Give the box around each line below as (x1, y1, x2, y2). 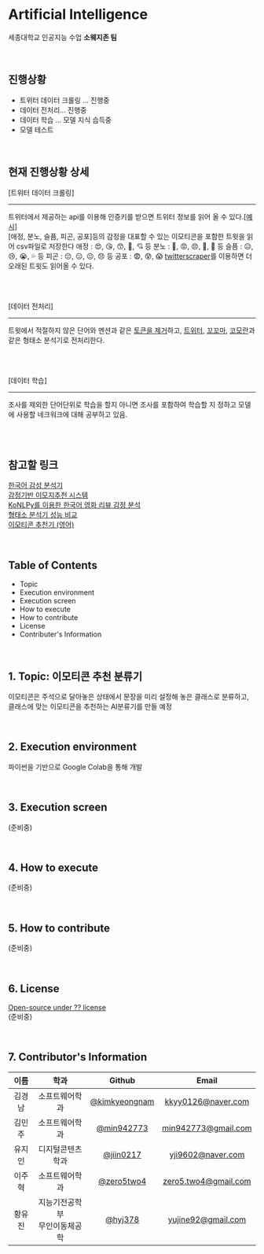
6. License (8, 982, 60, 995)
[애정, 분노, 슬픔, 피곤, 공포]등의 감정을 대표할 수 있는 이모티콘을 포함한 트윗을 (8, 231, 245, 241)
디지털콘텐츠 (38, 1143, 82, 1154)
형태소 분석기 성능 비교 (8, 510, 78, 520)
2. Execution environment (8, 740, 137, 754)
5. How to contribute (8, 921, 111, 935)
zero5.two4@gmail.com (163, 1175, 251, 1186)
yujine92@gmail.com (167, 1214, 247, 1225)
